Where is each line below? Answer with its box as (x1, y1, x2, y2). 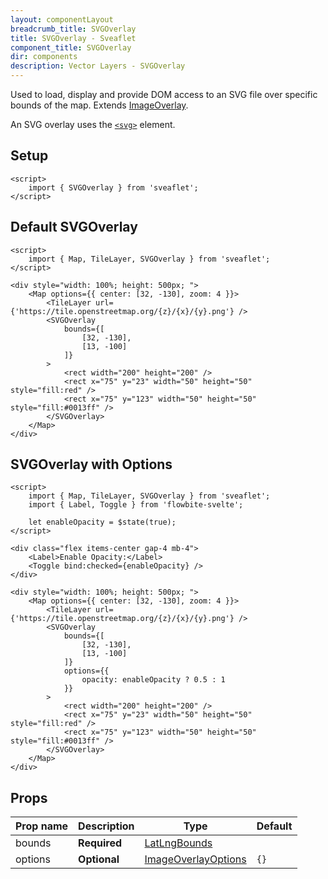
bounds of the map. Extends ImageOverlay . (10, 99, 189, 111)
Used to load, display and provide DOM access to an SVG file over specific (10, 89, 318, 100)
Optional (78, 852, 120, 866)
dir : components (10, 52, 78, 62)
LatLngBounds (144, 836, 213, 850)
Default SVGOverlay (10, 219, 138, 236)
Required (78, 836, 123, 850)
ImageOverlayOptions (144, 852, 247, 866)
